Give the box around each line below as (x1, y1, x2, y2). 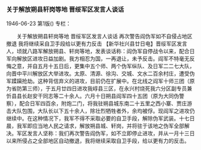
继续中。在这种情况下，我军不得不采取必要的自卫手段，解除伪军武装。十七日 (6, 115, 195, 122)
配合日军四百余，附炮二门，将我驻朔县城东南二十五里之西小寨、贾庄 (19, 100, 187, 107)
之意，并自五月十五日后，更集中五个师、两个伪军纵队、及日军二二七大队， (11, 63, 195, 70)
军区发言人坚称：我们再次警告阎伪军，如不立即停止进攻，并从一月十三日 (16, 130, 195, 137)
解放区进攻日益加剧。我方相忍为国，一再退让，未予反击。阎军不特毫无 (16, 55, 190, 62)
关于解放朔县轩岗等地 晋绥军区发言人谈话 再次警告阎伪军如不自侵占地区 (16, 33, 193, 40)
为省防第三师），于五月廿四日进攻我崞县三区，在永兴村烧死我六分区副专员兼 (6, 85, 193, 92)
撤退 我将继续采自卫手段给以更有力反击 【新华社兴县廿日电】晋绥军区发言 (6, 40, 187, 47)
